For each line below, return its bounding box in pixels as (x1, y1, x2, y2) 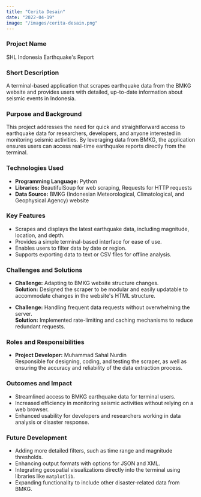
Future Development (6, 433, 67, 442)
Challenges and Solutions (6, 265, 83, 274)
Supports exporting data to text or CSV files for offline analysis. (14, 250, 172, 258)
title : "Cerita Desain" (6, 8, 66, 15)
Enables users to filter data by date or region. (14, 244, 127, 252)
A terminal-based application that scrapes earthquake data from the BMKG (6, 82, 191, 89)
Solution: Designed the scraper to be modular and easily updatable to (14, 286, 188, 293)
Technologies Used (6, 164, 64, 172)
